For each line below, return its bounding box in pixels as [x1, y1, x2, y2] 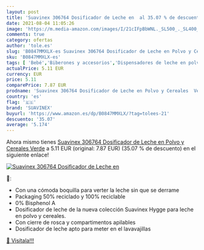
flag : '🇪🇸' [6, 99, 36, 105]
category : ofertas [6, 37, 53, 43]
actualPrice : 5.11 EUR [6, 65, 64, 72]
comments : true [6, 32, 45, 38]
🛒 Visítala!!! [6, 237, 35, 245]
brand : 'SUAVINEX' [6, 104, 53, 111]
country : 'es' [6, 93, 42, 100]
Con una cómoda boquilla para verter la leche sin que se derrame [15, 186, 180, 194]
